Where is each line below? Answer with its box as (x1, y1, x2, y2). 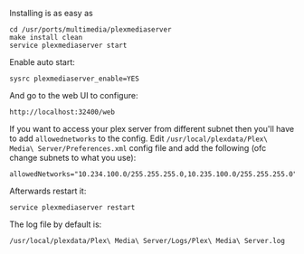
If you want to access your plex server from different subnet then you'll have (9, 124, 295, 134)
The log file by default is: (9, 219, 102, 230)
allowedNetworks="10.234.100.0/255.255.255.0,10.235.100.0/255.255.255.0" (9, 170, 298, 179)
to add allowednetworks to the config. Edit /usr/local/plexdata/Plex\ (9, 133, 269, 144)
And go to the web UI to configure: (9, 90, 138, 100)
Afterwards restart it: (9, 185, 87, 196)
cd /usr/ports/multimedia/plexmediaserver (9, 25, 172, 34)
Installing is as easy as (9, 8, 93, 18)
